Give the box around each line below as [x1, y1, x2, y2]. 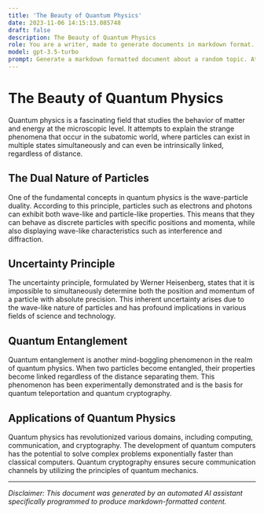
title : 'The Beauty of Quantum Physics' [8, 11, 143, 20]
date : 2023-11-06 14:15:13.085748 [8, 19, 122, 27]
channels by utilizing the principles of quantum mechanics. [8, 466, 199, 475]
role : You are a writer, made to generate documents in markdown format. [8, 41, 255, 49]
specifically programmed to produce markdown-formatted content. [8, 497, 227, 506]
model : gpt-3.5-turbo [8, 48, 79, 56]
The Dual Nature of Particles [8, 172, 149, 185]
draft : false [8, 26, 51, 34]
